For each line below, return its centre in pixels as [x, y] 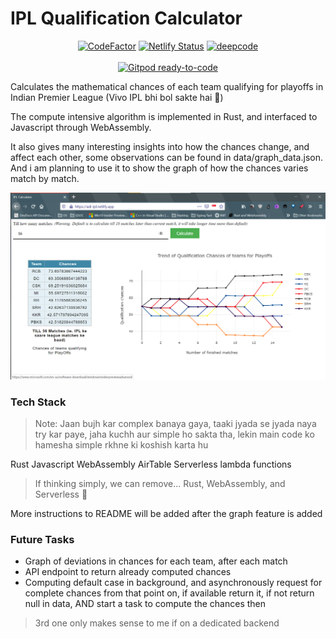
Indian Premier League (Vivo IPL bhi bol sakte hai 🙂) [117, 97]
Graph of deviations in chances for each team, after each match [156, 561]
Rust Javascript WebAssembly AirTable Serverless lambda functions [151, 464]
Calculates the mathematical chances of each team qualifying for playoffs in [167, 86]
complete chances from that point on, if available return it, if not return [169, 593]
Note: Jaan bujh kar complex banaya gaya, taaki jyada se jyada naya [175, 423]
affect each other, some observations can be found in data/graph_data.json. [166, 157]
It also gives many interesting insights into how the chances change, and [160, 146]
